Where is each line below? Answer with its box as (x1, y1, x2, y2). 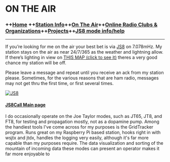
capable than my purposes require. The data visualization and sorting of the (5, 140, 163, 146)
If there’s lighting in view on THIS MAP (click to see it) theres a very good (5, 54, 158, 61)
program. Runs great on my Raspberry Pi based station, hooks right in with (5, 129, 161, 135)
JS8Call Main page (5, 102, 46, 108)
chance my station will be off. (5, 60, 67, 66)
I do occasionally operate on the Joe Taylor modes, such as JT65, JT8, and (5, 113, 162, 119)
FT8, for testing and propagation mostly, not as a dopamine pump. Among (5, 118, 159, 125)
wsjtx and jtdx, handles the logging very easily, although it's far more (5, 135, 149, 141)
